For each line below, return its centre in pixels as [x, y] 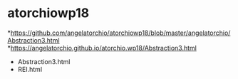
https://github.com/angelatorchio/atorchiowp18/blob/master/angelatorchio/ [120, 33]
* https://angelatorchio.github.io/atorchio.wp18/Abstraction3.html [102, 48]
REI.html [30, 69]
